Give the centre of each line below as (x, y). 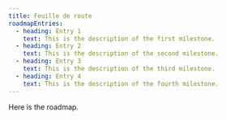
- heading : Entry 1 (49, 31)
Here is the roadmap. (44, 107)
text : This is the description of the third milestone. (119, 69)
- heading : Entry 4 (49, 76)
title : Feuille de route (50, 16)
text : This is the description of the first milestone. (119, 39)
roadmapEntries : (36, 24)
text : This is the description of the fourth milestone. (121, 84)
